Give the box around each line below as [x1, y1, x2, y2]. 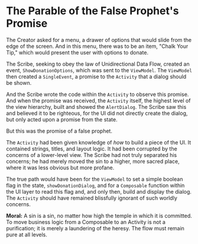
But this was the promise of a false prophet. [6, 127, 112, 134]
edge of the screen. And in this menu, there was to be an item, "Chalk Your [6, 43, 189, 50]
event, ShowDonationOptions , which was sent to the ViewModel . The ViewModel [6, 66, 192, 73]
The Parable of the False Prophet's [6, 4, 179, 18]
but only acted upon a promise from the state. [6, 115, 118, 123]
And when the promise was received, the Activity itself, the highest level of [6, 97, 191, 104]
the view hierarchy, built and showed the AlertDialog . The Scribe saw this [6, 103, 187, 110]
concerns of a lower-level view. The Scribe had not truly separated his [6, 151, 177, 158]
